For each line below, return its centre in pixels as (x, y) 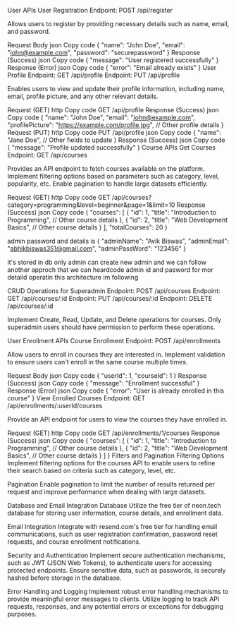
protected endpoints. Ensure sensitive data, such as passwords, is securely (117, 570)
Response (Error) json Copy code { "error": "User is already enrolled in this (116, 391)
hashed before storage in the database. (64, 578)
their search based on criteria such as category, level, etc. (92, 470)
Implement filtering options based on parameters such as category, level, (113, 176)
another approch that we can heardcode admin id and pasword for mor (110, 270)
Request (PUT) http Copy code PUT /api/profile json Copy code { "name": (114, 132)
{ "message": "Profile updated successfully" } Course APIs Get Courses (112, 147)
